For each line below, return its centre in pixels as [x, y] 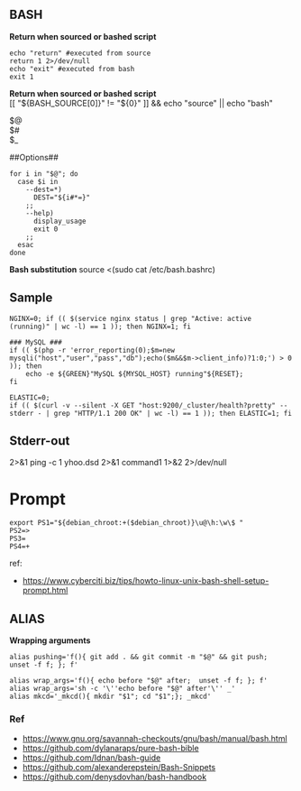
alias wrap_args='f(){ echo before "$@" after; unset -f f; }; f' [139, 681]
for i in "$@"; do [44, 174]
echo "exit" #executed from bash [72, 69]
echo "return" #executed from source [80, 53]
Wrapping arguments [50, 640]
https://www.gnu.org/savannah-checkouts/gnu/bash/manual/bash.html [155, 739]
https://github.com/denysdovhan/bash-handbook [114, 777]
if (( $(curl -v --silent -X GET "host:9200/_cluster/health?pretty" [143, 405]
